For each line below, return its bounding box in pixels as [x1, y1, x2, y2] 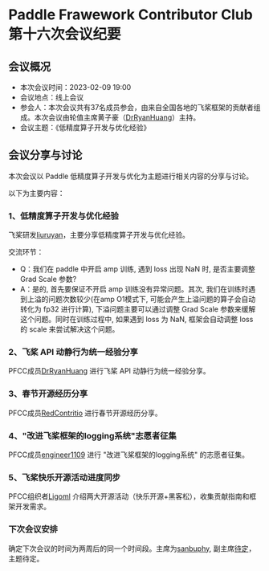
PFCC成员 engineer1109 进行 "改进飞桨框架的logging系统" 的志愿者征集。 [8, 450, 249, 459]
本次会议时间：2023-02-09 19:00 [19, 83, 132, 92]
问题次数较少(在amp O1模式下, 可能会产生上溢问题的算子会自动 [47, 295, 255, 304]
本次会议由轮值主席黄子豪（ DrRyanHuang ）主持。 [34, 112, 201, 122]
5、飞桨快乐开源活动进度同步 [8, 471, 120, 483]
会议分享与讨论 [8, 149, 83, 162]
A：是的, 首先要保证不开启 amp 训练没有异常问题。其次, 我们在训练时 [19, 284, 249, 294]
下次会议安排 [8, 524, 59, 535]
